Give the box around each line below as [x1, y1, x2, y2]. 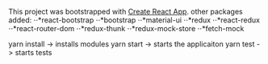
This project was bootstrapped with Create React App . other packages [8, 7, 244, 16]
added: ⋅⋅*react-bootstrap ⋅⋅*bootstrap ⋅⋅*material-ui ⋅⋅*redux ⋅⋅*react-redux [8, 15, 261, 25]
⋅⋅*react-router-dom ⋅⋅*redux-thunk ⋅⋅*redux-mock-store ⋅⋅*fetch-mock [8, 24, 245, 33]
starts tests [15, 48, 52, 57]
